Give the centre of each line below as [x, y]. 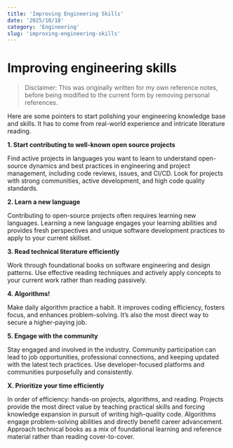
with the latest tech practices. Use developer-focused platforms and [106, 365]
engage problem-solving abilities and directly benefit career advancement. [115, 422]
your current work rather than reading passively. [77, 280]
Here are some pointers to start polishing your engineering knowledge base [116, 116]
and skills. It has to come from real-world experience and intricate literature [116, 124]
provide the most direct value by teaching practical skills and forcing [106, 407]
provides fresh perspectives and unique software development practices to [116, 231]
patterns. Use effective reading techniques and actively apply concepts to [114, 273]
